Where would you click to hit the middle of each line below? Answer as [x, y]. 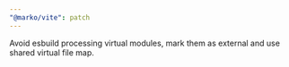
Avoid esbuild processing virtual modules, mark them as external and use [145, 43]
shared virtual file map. [52, 52]
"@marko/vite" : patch [50, 17]
